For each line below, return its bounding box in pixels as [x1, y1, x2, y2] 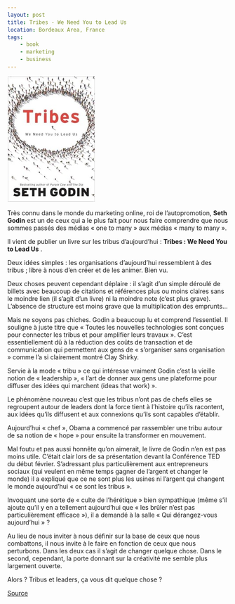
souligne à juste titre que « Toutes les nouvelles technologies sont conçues [7, 323, 224, 331]
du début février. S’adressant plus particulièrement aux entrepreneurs [7, 459, 208, 468]
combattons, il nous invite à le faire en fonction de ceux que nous [7, 539, 196, 548]
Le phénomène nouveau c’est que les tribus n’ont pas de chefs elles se [7, 394, 213, 404]
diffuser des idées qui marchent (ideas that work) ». [7, 381, 157, 390]
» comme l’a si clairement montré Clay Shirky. [7, 352, 139, 361]
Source [7, 589, 28, 597]
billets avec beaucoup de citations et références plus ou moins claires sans [7, 287, 224, 295]
